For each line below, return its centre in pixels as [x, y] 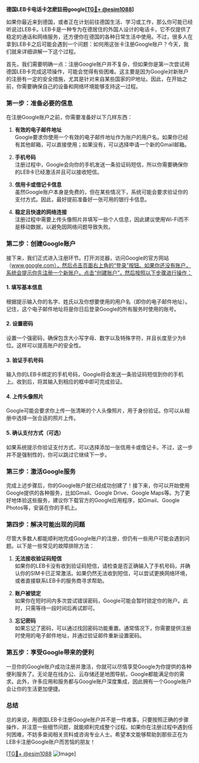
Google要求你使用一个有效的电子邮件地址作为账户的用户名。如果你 [96, 137]
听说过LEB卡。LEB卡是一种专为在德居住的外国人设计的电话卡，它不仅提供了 [99, 29]
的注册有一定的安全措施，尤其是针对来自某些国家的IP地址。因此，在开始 [94, 79]
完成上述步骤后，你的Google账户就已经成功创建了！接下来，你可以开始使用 [98, 485]
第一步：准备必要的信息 [39, 103]
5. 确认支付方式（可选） [35, 433]
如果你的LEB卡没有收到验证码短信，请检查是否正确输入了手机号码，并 [100, 566]
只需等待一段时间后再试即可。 [62, 608]
